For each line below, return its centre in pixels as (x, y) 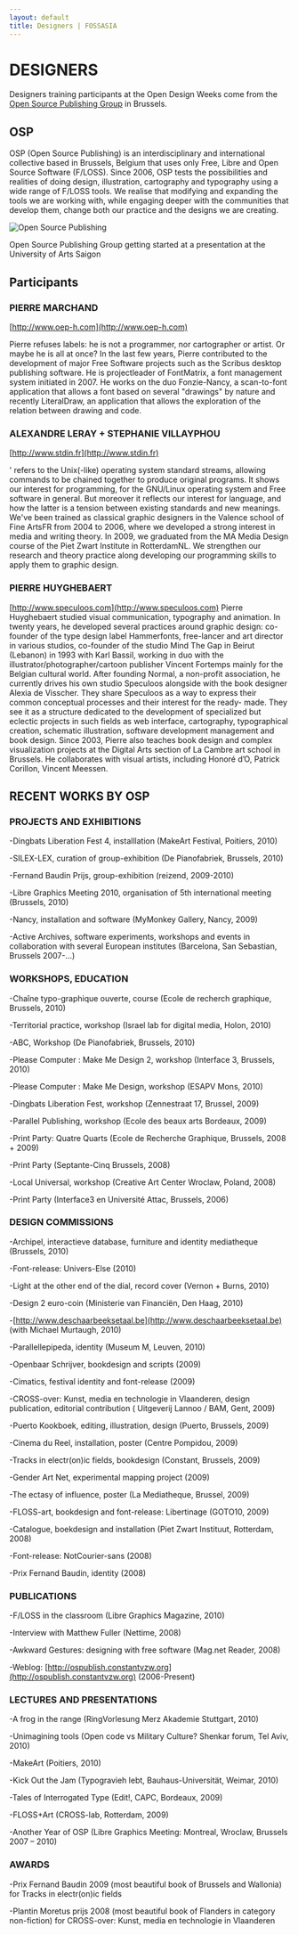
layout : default (39, 17)
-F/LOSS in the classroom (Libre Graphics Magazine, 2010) (117, 1616)
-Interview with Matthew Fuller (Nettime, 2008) (95, 1633)
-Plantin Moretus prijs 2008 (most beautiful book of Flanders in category (142, 1911)
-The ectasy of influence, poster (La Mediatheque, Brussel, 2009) (129, 1494)
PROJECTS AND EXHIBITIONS (75, 821)
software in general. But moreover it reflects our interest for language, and (145, 499)
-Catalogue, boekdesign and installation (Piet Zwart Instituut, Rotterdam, (141, 1529)
